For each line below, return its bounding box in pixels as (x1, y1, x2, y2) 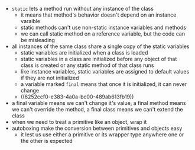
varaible (20, 18, 40, 24)
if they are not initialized (20, 74, 79, 81)
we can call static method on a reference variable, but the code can (20, 30, 185, 37)
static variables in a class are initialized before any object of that (20, 56, 177, 62)
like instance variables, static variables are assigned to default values (20, 68, 190, 75)
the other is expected (20, 138, 73, 144)
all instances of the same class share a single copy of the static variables (11, 43, 190, 50)
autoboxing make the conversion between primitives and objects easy (11, 125, 183, 132)
